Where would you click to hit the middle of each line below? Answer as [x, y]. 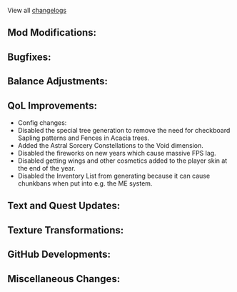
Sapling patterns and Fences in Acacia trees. [84, 138]
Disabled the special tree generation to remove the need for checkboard [124, 130]
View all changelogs [37, 10]
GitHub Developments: [59, 255]
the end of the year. [47, 168]
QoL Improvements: [52, 105]
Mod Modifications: [52, 32]
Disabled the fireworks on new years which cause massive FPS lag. [117, 153]
